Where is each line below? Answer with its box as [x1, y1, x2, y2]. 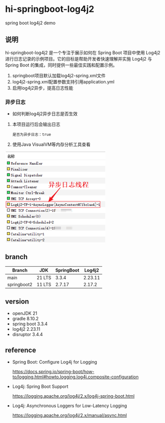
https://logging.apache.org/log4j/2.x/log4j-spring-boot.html [12, 393, 135, 399]
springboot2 [7, 281, 33, 287]
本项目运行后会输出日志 [12, 121, 60, 127]
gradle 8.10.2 [12, 316, 39, 322]
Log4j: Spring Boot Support [12, 383, 68, 389]
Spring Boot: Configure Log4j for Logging [12, 359, 98, 365]
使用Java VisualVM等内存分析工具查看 [12, 141, 91, 147]
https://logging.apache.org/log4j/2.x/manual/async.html [12, 412, 127, 418]
